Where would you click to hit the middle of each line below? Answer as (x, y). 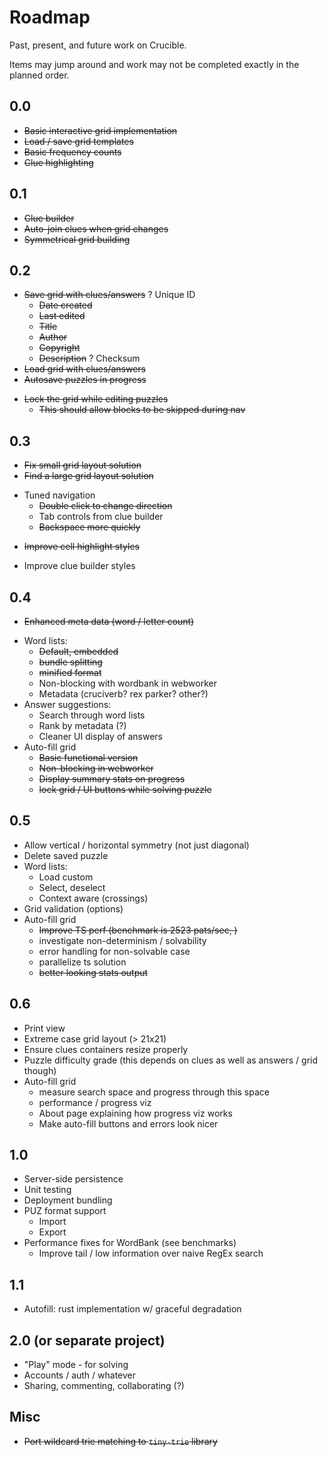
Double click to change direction (105, 506)
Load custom (66, 877)
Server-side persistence (73, 1179)
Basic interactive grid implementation (100, 130)
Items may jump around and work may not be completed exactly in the (154, 64)
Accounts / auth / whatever (80, 1375)
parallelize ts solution (82, 962)
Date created (65, 305)
